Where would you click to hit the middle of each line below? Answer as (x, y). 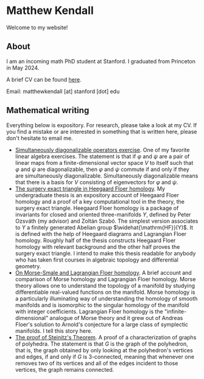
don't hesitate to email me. (40, 138)
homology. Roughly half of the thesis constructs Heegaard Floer (95, 240)
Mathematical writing (48, 110)
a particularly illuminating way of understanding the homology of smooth (106, 298)
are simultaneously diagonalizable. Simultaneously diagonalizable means (107, 176)
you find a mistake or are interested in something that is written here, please (102, 131)
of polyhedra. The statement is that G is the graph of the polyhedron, (102, 344)
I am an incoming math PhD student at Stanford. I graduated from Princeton (101, 61)
